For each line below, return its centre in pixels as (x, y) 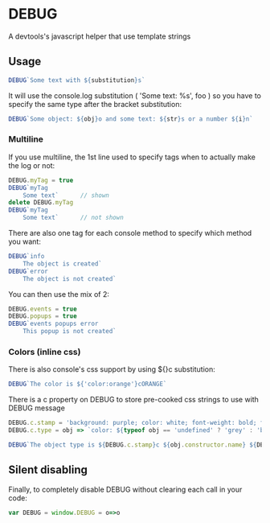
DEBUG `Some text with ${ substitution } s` (77, 80)
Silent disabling (48, 470)
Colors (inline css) (45, 352)
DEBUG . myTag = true (41, 180)
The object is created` (63, 264)
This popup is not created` (70, 332)
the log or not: (32, 165)
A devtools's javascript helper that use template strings (100, 36)
